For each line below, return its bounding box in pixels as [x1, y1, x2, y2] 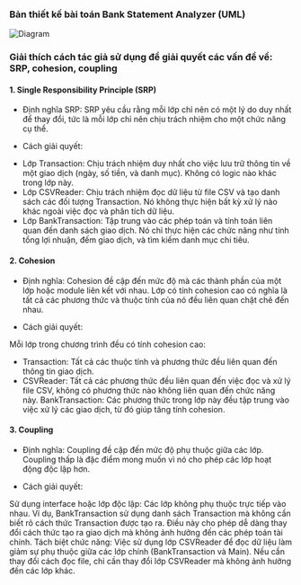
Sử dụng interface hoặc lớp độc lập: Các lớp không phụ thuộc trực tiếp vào [9, 498, 287, 509]
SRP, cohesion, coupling [9, 62, 119, 75]
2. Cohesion [9, 255, 56, 266]
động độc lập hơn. [22, 463, 91, 474]
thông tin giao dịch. [22, 366, 94, 377]
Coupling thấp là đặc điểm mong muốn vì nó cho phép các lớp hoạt [22, 454, 272, 465]
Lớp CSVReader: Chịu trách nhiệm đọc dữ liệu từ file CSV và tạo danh [22, 187, 280, 198]
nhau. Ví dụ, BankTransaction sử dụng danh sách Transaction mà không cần [9, 508, 292, 519]
